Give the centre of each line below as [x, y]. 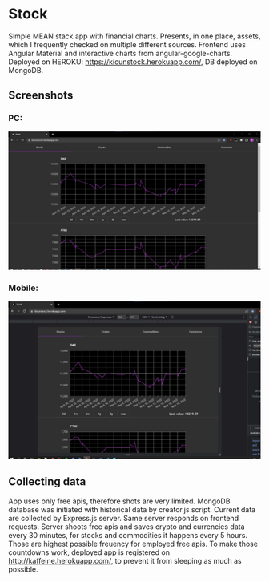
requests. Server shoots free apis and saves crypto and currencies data [127, 527]
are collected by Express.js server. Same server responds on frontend [123, 518]
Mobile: [23, 288]
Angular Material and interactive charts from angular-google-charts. [120, 53]
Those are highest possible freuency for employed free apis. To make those [133, 544]
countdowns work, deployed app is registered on [89, 552]
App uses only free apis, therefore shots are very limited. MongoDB [119, 501]
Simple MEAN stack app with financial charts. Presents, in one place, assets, [134, 36]
